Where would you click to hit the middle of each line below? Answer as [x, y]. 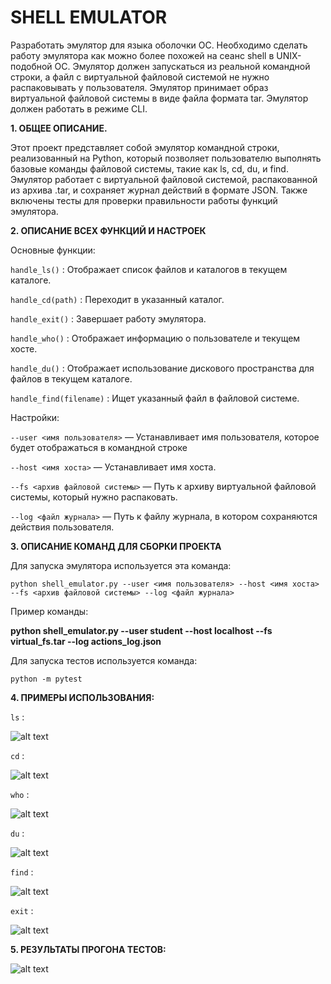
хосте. [24, 348]
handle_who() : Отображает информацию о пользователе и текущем [155, 338]
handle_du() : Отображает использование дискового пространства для [162, 368]
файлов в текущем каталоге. [71, 378]
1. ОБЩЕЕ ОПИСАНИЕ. [59, 128]
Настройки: [35, 417]
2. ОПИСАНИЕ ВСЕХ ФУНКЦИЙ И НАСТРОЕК [108, 230]
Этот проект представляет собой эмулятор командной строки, [145, 147]
